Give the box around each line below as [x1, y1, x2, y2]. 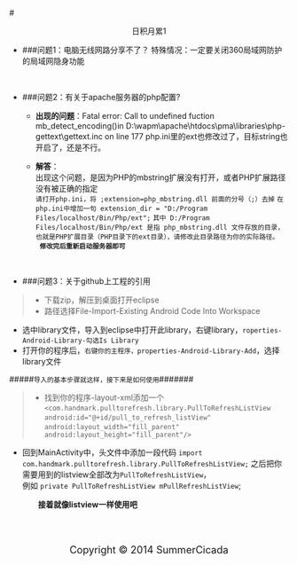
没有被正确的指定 [35, 184, 98, 193]
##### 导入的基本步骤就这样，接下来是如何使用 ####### [9, 374, 194, 384]
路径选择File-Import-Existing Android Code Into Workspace [43, 306, 261, 316]
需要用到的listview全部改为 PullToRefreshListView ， [21, 469, 211, 480]
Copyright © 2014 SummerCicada [69, 544, 229, 556]
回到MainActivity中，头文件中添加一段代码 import [21, 447, 203, 458]
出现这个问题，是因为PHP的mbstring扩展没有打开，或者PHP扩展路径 [35, 172, 286, 183]
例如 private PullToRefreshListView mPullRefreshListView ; [21, 481, 241, 490]
